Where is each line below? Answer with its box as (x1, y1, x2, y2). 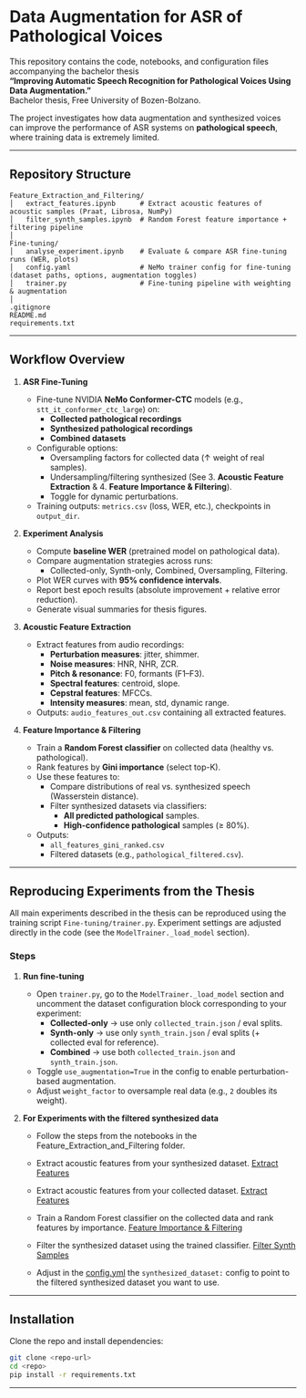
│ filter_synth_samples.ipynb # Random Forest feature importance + (9, 214, 287, 224)
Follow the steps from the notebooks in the (36, 1130, 198, 1141)
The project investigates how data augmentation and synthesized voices (9, 112, 281, 123)
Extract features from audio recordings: (36, 638, 185, 649)
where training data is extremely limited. (9, 131, 160, 142)
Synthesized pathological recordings (49, 422, 193, 434)
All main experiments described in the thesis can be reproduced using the (9, 907, 287, 918)
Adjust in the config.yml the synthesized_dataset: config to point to (36, 1267, 290, 1278)
